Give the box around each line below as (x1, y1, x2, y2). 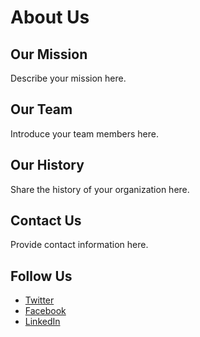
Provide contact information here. (10, 239, 149, 251)
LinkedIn (24, 316, 61, 328)
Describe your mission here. (10, 72, 127, 84)
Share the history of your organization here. (10, 183, 190, 195)
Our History (10, 157, 85, 174)
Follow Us (10, 267, 73, 285)
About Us (10, 6, 90, 29)
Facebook (24, 305, 67, 317)
